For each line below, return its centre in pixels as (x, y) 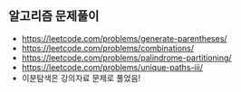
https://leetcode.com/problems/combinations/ (107, 48)
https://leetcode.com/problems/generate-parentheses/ (124, 38)
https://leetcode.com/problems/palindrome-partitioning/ (126, 58)
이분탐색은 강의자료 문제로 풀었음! (81, 78)
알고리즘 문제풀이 (54, 16)
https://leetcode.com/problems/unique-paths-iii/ (112, 67)
